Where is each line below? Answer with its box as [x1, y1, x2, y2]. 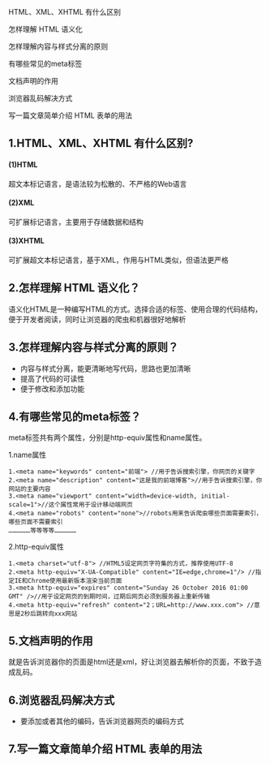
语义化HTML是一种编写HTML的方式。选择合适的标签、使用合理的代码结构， [8, 304, 263, 314]
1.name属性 [8, 450, 47, 460]
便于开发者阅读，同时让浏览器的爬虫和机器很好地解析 [8, 314, 186, 324]
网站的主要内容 [8, 485, 51, 494]
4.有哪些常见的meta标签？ [8, 410, 142, 424]
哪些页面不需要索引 [8, 518, 63, 526]
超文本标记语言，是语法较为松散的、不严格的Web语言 [8, 179, 187, 188]
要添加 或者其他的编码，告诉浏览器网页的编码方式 [19, 717, 184, 726]
